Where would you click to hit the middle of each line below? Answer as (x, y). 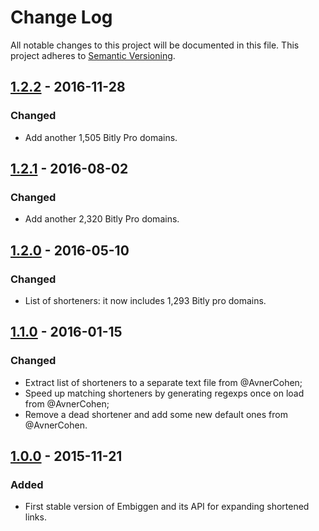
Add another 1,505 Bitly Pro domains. (101, 137)
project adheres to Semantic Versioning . (93, 55)
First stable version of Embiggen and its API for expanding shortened (167, 507)
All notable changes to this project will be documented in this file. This (155, 45)
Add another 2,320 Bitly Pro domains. (102, 219)
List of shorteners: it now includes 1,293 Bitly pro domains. (145, 300)
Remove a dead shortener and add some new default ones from (156, 414)
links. (35, 517)
